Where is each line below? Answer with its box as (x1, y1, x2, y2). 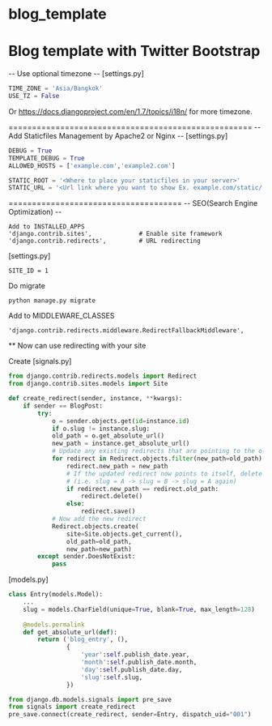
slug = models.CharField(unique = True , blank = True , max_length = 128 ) (23, 605, 255, 613)
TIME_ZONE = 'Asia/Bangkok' (8, 84, 104, 93)
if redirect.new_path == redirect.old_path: (66, 485, 219, 493)
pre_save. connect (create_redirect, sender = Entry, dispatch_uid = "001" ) (8, 711, 252, 719)
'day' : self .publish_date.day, (80, 665, 183, 673)
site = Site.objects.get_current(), (66, 530, 183, 538)
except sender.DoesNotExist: (37, 553, 136, 561)
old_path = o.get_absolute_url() (51, 432, 164, 440)
